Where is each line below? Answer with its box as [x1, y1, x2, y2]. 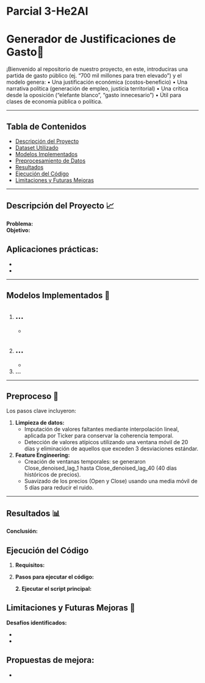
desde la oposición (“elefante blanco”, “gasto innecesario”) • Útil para [6, 92, 182, 99]
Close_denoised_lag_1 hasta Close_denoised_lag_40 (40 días [24, 464, 177, 472]
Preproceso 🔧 [6, 391, 59, 401]
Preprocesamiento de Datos [15, 157, 86, 164]
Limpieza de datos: [15, 419, 65, 426]
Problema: [6, 220, 34, 227]
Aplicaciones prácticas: [6, 244, 99, 255]
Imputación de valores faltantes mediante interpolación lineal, [24, 426, 179, 433]
